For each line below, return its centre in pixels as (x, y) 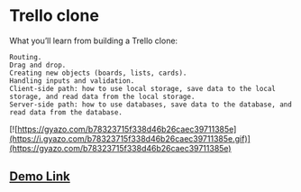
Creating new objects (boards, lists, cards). (98, 73)
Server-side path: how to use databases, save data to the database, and (151, 105)
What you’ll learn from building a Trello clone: (94, 41)
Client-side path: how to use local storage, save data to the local (143, 88)
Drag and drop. (38, 65)
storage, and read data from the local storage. (102, 96)
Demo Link (40, 177)
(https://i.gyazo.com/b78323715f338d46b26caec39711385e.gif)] (130, 138)
